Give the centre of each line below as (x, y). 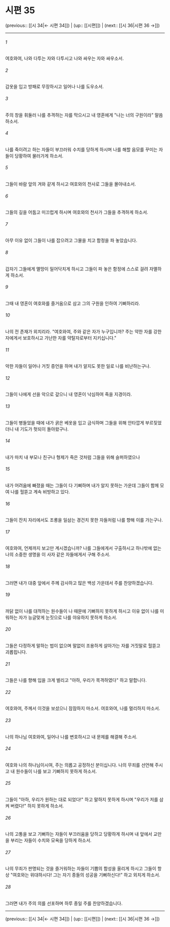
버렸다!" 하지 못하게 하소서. (37, 806)
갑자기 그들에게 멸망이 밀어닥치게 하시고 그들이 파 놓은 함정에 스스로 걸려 (77, 268)
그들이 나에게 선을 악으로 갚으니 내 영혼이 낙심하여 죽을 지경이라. (69, 394)
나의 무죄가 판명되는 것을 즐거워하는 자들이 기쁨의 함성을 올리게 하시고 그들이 (81, 869)
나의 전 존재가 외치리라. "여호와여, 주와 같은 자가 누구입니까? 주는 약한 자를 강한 (83, 331)
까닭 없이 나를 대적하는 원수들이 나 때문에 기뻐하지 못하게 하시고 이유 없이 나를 (82, 611)
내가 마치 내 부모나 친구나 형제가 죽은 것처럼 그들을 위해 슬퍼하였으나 (73, 457)
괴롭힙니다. (16, 652)
